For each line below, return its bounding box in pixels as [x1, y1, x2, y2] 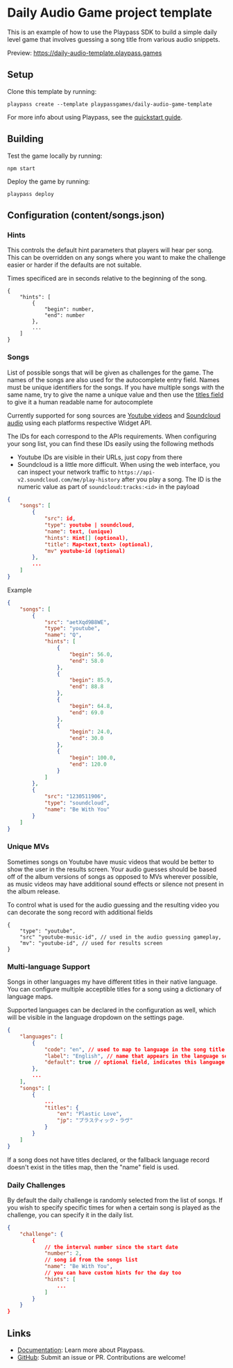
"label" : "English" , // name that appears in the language [44, 1053, 219, 1060]
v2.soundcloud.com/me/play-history [17, 476, 121, 484]
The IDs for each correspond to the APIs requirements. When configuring [7, 432, 217, 440]
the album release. [7, 887, 60, 896]
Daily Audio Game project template [7, 5, 213, 21]
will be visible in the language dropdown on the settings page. [7, 1013, 184, 1022]
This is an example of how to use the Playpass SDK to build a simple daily [7, 28, 217, 36]
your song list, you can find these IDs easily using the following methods [7, 439, 214, 447]
